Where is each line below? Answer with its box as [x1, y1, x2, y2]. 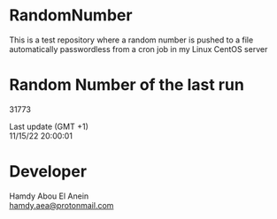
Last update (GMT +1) [9, 121, 88, 132]
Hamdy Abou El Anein [9, 191, 89, 201]
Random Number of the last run [9, 75, 245, 95]
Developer [9, 162, 87, 182]
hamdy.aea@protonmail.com [9, 200, 114, 210]
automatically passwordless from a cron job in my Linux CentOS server [9, 43, 268, 54]
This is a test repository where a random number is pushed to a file [9, 34, 254, 45]
